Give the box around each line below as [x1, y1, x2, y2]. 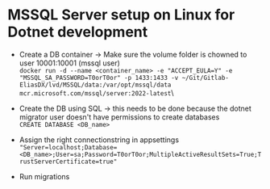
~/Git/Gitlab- [181, 73, 230, 82]
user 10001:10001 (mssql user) [19, 58, 120, 68]
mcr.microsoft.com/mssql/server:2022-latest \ [19, 87, 174, 98]
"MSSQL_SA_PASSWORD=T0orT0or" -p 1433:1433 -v [19, 73, 179, 82]
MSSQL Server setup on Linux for [7, 6, 235, 24]
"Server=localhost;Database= [19, 143, 118, 151]
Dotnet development [7, 23, 148, 41]
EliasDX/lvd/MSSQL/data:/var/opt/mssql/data [19, 81, 172, 89]
